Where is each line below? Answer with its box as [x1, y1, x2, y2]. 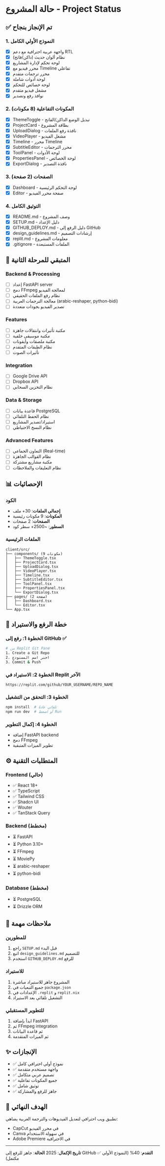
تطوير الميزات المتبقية [12, 743, 53, 748]
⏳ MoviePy [12, 856, 35, 862]
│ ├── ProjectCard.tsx [5, 560, 56, 565]
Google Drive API [12, 373, 48, 379]
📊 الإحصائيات [5, 480, 43, 488]
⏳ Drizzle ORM [12, 903, 43, 909]
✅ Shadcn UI [12, 799, 39, 805]
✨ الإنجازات [5, 1048, 37, 1056]
